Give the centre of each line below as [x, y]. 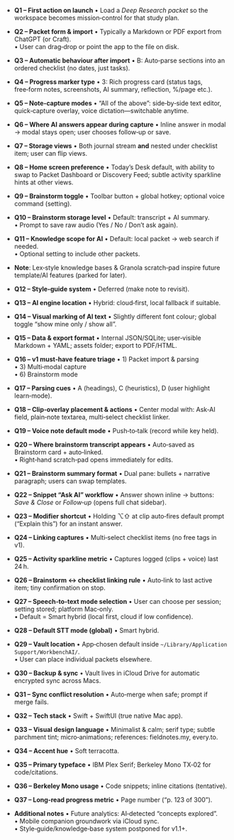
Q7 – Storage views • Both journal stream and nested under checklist [116, 146]
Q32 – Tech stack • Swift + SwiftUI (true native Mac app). [98, 716]
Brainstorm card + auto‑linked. [58, 452]
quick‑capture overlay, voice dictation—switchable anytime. [101, 111]
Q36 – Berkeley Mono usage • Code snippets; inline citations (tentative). [121, 786]
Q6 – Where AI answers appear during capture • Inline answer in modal [120, 124]
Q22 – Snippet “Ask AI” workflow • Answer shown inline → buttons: [114, 495]
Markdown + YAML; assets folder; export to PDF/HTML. [95, 345]
